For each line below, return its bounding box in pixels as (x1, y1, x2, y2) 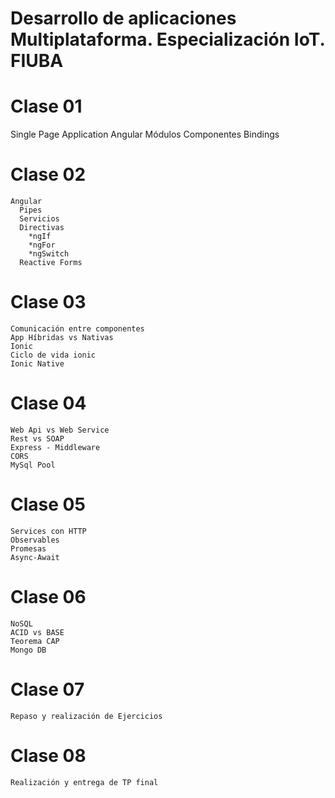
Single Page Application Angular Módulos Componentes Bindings (10, 128, 280, 141)
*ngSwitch (28, 249, 70, 259)
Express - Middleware (10, 442, 101, 452)
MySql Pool (10, 460, 56, 470)
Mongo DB (10, 645, 47, 655)
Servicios (19, 214, 60, 224)
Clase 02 (10, 163, 87, 186)
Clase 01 (10, 95, 83, 118)
